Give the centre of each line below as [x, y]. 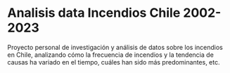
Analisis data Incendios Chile [94, 13]
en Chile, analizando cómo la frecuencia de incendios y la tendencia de [111, 55]
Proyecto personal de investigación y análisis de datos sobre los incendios [115, 47]
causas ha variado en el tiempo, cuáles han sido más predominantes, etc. [114, 62]
